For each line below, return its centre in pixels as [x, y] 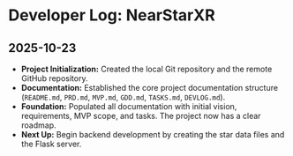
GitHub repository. [54, 78]
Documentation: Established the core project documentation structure [150, 88]
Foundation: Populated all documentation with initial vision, [129, 106]
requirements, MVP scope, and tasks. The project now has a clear [141, 116]
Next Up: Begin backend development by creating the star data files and [153, 134]
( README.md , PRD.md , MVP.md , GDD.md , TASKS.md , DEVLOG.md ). [123, 97]
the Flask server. [51, 144]
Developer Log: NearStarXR [112, 15]
